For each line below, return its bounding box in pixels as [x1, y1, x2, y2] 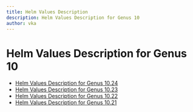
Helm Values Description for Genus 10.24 [15, 80, 118, 87]
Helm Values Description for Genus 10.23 [15, 86, 118, 93]
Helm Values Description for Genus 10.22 [15, 93, 118, 100]
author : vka [6, 20, 36, 26]
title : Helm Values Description [6, 9, 88, 15]
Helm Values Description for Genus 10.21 [15, 99, 117, 107]
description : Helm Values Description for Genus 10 [6, 15, 140, 21]
